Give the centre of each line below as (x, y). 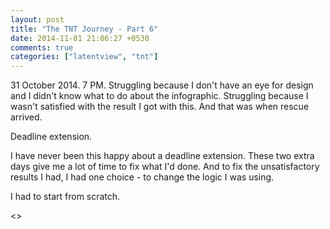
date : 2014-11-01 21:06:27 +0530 (80, 38)
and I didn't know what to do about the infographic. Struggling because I (159, 96)
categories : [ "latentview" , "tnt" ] (84, 57)
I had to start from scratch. (65, 197)
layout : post (37, 19)
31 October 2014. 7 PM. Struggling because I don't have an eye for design (162, 85)
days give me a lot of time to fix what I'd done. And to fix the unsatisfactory (165, 167)
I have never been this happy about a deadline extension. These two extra (162, 156)
